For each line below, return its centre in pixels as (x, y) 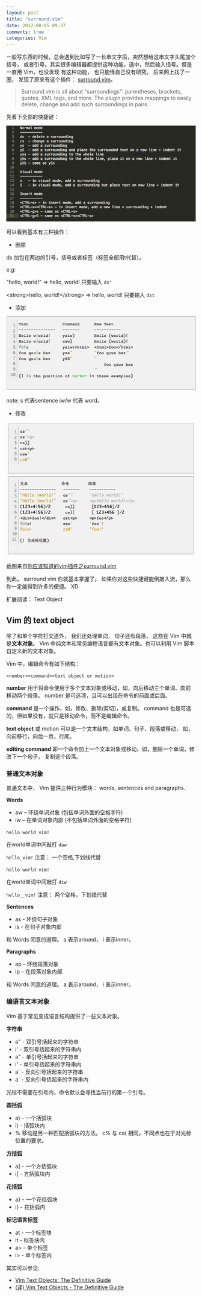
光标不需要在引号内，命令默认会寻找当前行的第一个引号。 (77, 1092)
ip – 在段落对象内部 (38, 972)
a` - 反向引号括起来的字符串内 (52, 1079)
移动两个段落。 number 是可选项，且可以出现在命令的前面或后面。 (88, 695)
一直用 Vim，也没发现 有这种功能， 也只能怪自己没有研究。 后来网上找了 (96, 72)
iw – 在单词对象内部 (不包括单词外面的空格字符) (73, 820)
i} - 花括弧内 (30, 1206)
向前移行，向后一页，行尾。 (41, 736)
